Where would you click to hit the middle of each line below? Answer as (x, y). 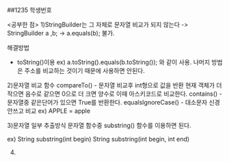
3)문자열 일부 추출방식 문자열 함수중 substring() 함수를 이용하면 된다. (99, 125)
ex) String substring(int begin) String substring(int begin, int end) (98, 139)
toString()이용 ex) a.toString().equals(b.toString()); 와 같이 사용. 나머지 (113, 62)
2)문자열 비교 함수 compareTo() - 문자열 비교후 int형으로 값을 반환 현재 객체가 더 (114, 85)
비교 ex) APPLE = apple (58, 111)
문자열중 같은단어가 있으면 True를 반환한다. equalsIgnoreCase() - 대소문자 (107, 102)
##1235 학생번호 (30, 10)
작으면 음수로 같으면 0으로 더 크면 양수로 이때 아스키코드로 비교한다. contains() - (114, 94)
